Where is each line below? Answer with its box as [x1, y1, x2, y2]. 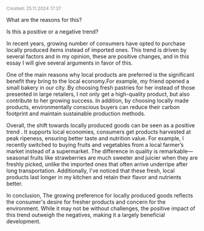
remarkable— [159, 147, 194, 155]
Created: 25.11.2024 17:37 [6, 5, 62, 12]
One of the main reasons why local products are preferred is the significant [6, 71, 195, 78]
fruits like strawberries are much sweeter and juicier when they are [30, 154, 198, 161]
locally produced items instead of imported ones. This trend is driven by [6, 46, 187, 54]
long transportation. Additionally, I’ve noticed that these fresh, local [6, 167, 175, 174]
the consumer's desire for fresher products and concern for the [6, 198, 166, 205]
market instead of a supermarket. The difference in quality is [6, 147, 158, 155]
